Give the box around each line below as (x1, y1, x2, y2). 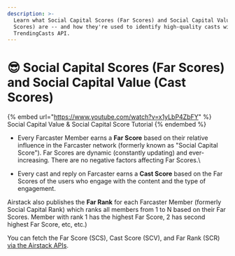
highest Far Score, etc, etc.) (7, 220, 87, 229)
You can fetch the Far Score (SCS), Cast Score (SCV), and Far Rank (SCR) (7, 234, 220, 242)
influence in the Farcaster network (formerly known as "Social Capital (17, 141, 218, 150)
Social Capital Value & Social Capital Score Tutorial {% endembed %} (7, 120, 206, 129)
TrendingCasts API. (13, 29, 71, 37)
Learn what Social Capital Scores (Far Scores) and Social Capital (13, 17, 215, 24)
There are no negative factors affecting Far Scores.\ (51, 156, 201, 164)
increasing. (17, 156, 50, 164)
